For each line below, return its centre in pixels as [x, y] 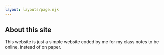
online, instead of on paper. [33, 47]
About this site [28, 30]
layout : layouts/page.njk [32, 10]
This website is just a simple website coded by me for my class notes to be [82, 42]
